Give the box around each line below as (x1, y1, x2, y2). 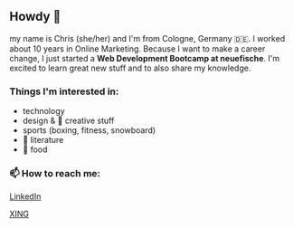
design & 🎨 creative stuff (22, 115, 115, 127)
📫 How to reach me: (9, 167, 101, 180)
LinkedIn (9, 191, 42, 202)
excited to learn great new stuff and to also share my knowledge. (9, 62, 251, 73)
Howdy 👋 (9, 9, 62, 24)
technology (22, 106, 65, 117)
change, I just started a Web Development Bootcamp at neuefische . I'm (9, 52, 280, 63)
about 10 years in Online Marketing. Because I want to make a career (9, 43, 266, 54)
